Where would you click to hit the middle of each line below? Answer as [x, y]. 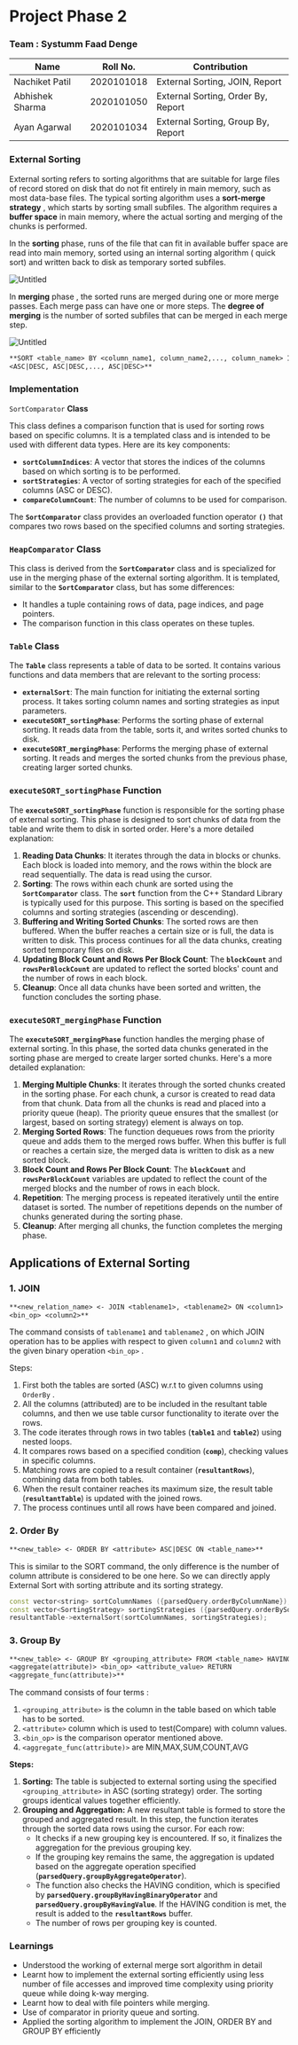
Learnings [31, 1947]
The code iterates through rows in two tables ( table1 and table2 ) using [152, 1432]
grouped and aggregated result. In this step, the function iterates [140, 1820]
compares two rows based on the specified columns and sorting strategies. [147, 526]
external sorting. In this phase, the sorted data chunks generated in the [139, 1049]
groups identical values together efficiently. [101, 1801]
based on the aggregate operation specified [116, 1867]
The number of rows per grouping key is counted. [126, 1923]
